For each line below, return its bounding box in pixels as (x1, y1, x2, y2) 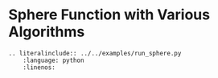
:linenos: (23, 63, 56, 72)
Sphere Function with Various (8, 6, 211, 24)
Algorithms (8, 23, 85, 41)
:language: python (23, 56, 84, 64)
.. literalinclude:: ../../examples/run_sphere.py (8, 49, 182, 57)
